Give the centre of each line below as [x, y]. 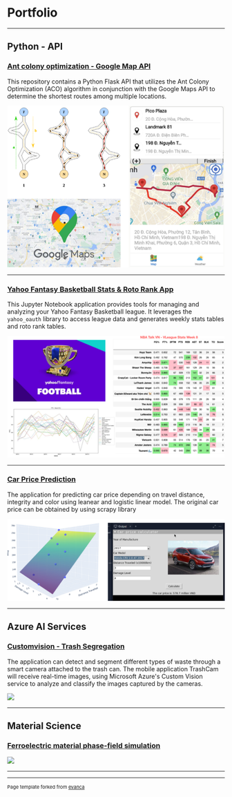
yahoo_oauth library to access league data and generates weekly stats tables [116, 319]
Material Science [44, 726]
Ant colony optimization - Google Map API [79, 66]
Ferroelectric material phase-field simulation [84, 746]
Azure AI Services [47, 627]
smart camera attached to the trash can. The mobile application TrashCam [113, 669]
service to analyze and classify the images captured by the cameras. [105, 683]
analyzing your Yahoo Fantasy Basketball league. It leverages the [99, 311]
